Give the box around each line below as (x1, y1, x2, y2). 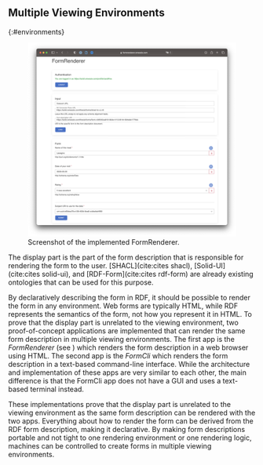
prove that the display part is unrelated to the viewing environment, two (8, 318, 239, 327)
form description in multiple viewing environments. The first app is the (8, 334, 236, 343)
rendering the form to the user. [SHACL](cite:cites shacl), (8, 260, 192, 270)
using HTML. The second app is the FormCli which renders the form (8, 351, 228, 360)
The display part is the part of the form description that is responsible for (8, 252, 244, 262)
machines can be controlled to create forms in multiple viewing (8, 441, 212, 450)
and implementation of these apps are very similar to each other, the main (8, 368, 247, 377)
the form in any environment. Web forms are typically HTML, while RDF (8, 301, 238, 311)
